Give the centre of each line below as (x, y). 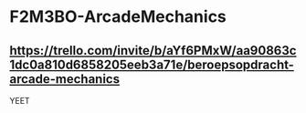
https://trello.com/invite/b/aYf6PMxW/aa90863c (153, 51)
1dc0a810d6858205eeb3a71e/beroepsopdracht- (152, 64)
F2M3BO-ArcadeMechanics (118, 17)
